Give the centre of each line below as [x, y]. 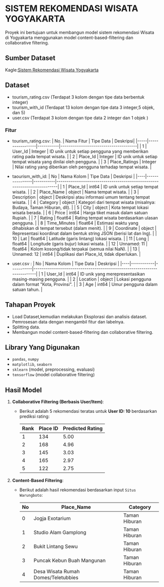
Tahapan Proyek [30, 305]
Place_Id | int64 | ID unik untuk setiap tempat [113, 186]
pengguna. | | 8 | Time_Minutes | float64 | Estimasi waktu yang [75, 223]
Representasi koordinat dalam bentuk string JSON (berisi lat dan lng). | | [84, 233]
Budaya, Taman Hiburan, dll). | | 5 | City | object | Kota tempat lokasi [80, 207]
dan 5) [19, 112]
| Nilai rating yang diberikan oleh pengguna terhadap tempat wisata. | [82, 167]
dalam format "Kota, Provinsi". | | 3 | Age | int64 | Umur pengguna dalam [85, 284]
